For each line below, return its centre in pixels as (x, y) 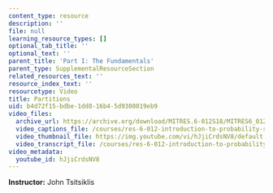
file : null (27, 31)
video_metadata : (36, 152)
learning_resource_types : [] (58, 39)
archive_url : (38, 122)
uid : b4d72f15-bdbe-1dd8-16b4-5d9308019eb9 (83, 106)
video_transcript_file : (56, 144)
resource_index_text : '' (50, 84)
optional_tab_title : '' (49, 46)
